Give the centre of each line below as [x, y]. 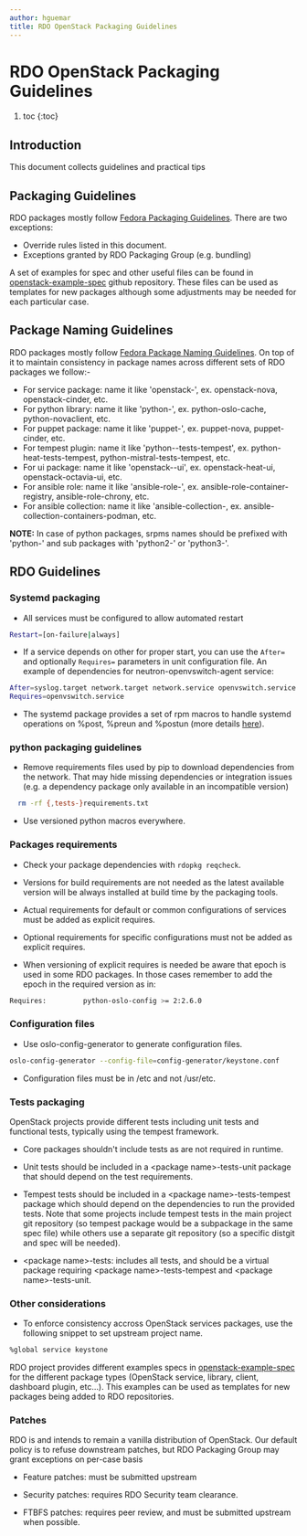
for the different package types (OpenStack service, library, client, [134, 1377]
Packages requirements [64, 844]
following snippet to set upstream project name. [113, 1333]
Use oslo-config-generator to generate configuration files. [132, 1043]
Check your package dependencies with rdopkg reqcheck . [132, 864]
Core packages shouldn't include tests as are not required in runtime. [153, 1149]
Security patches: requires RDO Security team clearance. [131, 1495]
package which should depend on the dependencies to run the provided [159, 1204]
